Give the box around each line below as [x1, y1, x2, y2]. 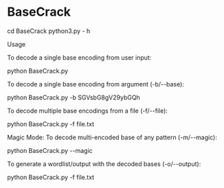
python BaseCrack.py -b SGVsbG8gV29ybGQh [7, 93, 141, 102]
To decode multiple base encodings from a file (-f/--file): [7, 106, 168, 115]
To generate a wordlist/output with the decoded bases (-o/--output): [7, 159, 201, 168]
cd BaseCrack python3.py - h [7, 27, 91, 35]
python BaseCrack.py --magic [7, 146, 93, 154]
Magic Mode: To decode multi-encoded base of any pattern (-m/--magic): [7, 133, 218, 141]
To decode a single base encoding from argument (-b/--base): [7, 80, 184, 88]
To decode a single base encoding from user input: [7, 53, 152, 62]
